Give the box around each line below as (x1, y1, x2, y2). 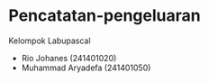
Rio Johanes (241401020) (21, 52, 117, 63)
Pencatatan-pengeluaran (8, 5, 201, 26)
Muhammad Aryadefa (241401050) (21, 62, 151, 73)
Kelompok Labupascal (8, 35, 91, 46)
